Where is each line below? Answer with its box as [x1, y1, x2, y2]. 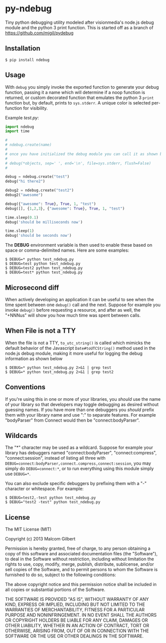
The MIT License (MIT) [5, 526, 52, 533]
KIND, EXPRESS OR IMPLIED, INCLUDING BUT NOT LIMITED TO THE [5, 601, 145, 607]
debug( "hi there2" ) [5, 179, 45, 184]
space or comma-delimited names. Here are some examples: [5, 247, 129, 253]
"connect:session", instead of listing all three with [5, 455, 106, 461]
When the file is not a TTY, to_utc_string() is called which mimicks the [5, 340, 151, 346]
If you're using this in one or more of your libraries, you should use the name [5, 396, 161, 402]
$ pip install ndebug [5, 57, 50, 62]
